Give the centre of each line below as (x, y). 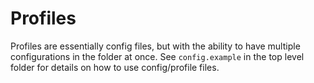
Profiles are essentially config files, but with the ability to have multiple (155, 46)
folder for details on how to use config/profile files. (115, 67)
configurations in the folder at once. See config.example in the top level (157, 56)
